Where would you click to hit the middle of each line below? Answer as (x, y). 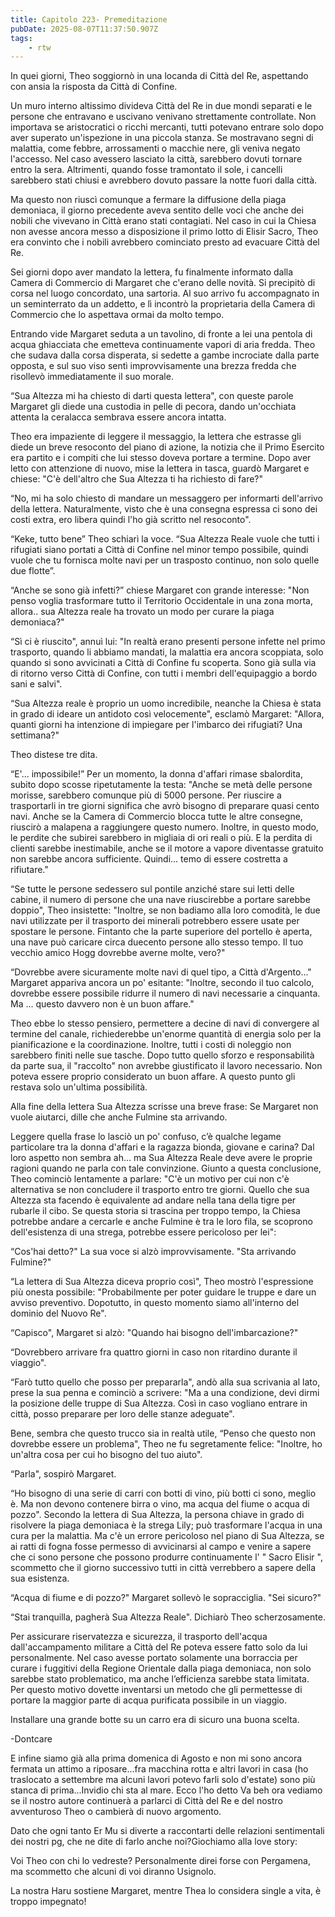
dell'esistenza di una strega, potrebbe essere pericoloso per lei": (143, 1232)
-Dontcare (31, 1739)
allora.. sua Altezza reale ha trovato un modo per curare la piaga (142, 612)
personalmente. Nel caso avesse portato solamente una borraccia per (154, 1658)
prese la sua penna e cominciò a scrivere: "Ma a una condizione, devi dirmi (165, 1393)
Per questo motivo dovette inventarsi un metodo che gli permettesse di (156, 1690)
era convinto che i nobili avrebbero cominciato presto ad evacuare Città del (165, 242)
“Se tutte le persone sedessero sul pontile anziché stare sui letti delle (152, 889)
